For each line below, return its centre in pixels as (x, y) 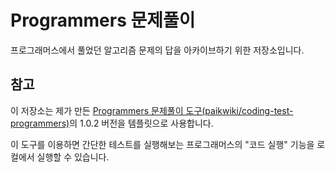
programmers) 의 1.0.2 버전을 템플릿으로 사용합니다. (112, 123)
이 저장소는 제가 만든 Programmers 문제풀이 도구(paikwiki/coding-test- (152, 110)
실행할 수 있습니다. (73, 157)
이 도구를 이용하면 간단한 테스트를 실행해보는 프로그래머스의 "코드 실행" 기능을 (162, 144)
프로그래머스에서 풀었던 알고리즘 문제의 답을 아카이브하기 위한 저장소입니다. (157, 50)
